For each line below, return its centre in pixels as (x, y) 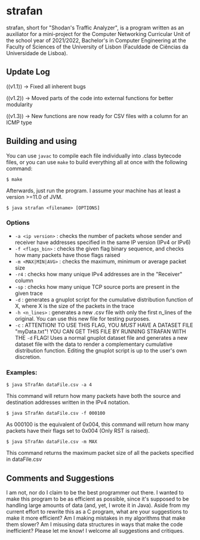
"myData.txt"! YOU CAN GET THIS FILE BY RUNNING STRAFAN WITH (100, 331)
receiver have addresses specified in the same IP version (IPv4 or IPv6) (103, 242)
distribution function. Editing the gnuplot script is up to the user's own (101, 350)
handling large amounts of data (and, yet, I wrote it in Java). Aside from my (98, 505)
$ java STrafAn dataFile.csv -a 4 (49, 385)
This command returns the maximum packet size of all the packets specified (100, 453)
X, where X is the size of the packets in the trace (74, 306)
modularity (19, 104)
